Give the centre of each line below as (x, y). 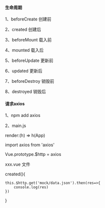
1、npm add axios (23, 115)
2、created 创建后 (23, 30)
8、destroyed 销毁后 (25, 92)
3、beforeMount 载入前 (28, 40)
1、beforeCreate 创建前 (28, 19)
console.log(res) (31, 188)
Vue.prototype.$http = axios (33, 154)
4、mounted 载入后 (24, 50)
